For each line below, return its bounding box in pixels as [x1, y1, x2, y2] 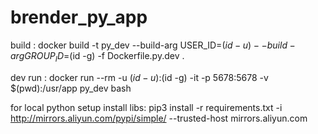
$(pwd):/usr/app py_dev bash [10, 82, 132, 94]
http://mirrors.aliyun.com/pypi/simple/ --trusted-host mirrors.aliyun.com [10, 112, 308, 124]
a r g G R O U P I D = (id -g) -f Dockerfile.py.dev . [10, 49, 185, 64]
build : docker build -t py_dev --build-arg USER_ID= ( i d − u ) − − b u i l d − [10, 39, 296, 51]
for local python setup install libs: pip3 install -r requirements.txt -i [10, 101, 283, 113]
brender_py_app [10, 6, 148, 29]
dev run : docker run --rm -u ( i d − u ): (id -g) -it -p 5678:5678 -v [10, 71, 269, 83]
